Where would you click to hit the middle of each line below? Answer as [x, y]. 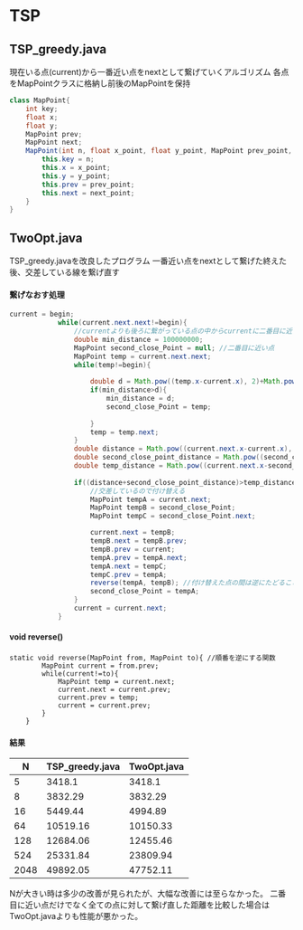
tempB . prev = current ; [133, 549]
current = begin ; [42, 314]
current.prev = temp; [98, 697]
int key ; [42, 109]
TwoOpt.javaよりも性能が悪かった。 [76, 916]
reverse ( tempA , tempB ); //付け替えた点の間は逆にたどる [188, 583]
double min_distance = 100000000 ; [138, 339]
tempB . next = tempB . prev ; [138, 541]
